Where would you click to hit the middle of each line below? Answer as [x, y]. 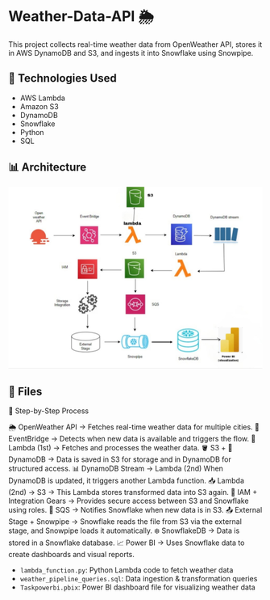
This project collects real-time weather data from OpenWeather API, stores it [135, 44]
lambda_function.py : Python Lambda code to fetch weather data [127, 570]
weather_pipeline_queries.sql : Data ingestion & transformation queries [139, 579]
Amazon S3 [39, 106]
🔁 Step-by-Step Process [49, 411]
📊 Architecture [48, 167]
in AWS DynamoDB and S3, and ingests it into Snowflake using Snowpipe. [131, 53]
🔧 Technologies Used [62, 78]
